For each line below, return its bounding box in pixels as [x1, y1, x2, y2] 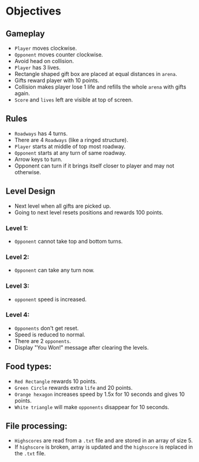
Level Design [5, 186, 56, 197]
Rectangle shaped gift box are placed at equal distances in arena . [14, 70, 177, 77]
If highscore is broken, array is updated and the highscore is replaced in [14, 443, 193, 450]
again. [14, 90, 30, 97]
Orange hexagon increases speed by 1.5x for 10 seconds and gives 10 [14, 390, 185, 398]
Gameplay [5, 29, 45, 39]
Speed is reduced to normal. [14, 331, 86, 338]
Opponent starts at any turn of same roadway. [14, 149, 126, 156]
